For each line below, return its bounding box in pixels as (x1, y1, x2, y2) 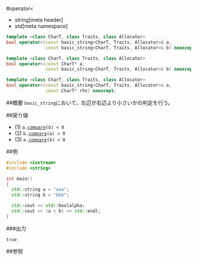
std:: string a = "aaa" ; (11, 187, 69, 193)
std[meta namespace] (14, 23, 68, 29)
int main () (6, 175, 33, 181)
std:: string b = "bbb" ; (11, 192, 69, 198)
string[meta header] (14, 16, 63, 23)
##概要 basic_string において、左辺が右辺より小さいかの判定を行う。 (6, 99, 174, 106)
